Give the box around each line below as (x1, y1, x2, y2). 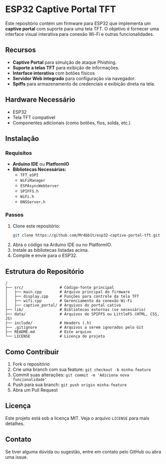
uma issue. (5, 454, 28, 460)
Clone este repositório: (12, 223, 61, 229)
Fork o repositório (12, 361, 50, 367)
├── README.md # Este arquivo (5, 329, 92, 335)
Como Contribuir (5, 347, 59, 356)
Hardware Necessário (5, 95, 75, 104)
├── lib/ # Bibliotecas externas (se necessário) (5, 307, 146, 313)
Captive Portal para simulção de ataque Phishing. (12, 59, 117, 65)
